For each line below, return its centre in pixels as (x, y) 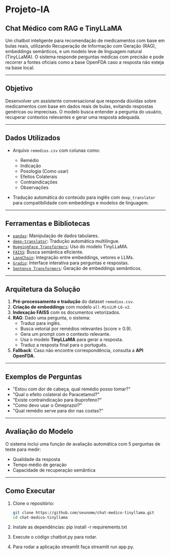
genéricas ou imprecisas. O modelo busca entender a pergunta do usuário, (84, 111)
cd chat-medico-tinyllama (40, 517)
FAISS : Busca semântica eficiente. (48, 252)
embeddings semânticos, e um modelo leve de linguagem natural (74, 51)
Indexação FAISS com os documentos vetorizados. (66, 312)
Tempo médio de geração (40, 465)
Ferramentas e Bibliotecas (48, 224)
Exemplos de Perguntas (44, 377)
